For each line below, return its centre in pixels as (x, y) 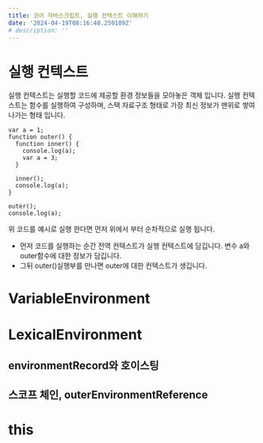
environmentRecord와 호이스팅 (84, 366)
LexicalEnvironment (75, 334)
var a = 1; (26, 130)
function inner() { (48, 144)
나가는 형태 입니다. (37, 115)
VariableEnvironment (79, 298)
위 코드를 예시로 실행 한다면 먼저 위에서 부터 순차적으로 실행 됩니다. (112, 229)
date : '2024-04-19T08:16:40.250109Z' (71, 23)
